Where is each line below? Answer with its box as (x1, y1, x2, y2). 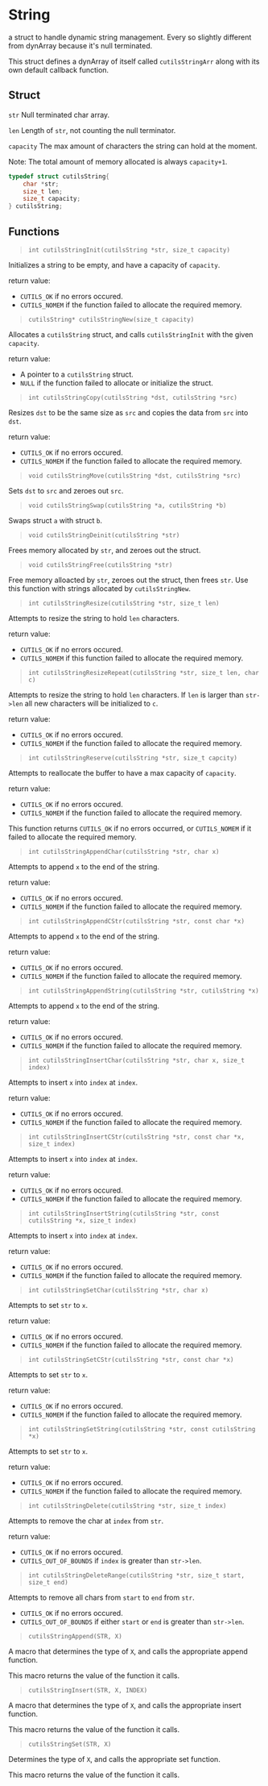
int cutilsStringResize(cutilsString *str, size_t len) (27, 599, 220, 607)
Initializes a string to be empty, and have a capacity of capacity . (8, 260, 221, 269)
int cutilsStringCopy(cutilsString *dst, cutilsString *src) (27, 393, 238, 402)
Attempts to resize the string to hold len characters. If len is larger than (8, 689, 244, 699)
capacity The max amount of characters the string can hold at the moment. (8, 141, 258, 151)
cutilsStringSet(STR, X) (27, 1740, 112, 1748)
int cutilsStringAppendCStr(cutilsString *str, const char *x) (27, 917, 245, 925)
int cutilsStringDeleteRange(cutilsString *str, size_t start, (27, 1571, 245, 1580)
